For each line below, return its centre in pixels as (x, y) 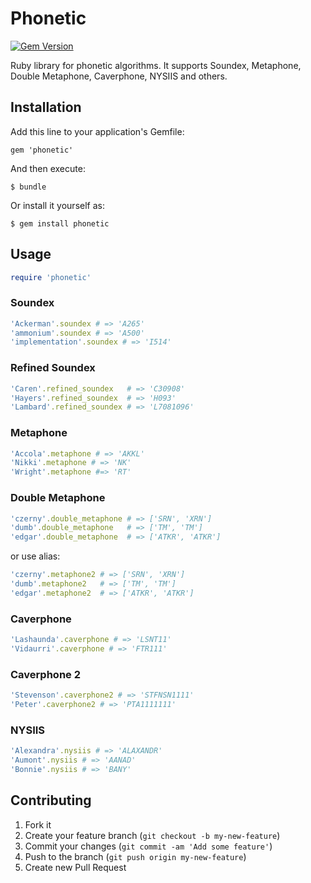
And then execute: (48, 168)
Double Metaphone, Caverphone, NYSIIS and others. (119, 76)
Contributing (51, 800)
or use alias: (35, 556)
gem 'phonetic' (42, 150)
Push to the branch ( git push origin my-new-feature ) (135, 856)
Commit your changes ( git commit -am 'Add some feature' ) (148, 846)
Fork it (38, 824)
